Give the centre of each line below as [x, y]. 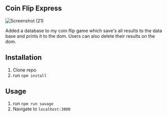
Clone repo [25, 70]
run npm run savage [33, 104]
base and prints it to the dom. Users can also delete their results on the [80, 36]
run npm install [30, 75]
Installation [24, 57]
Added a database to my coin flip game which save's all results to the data [84, 31]
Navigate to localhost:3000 [41, 109]
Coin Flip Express [34, 8]
